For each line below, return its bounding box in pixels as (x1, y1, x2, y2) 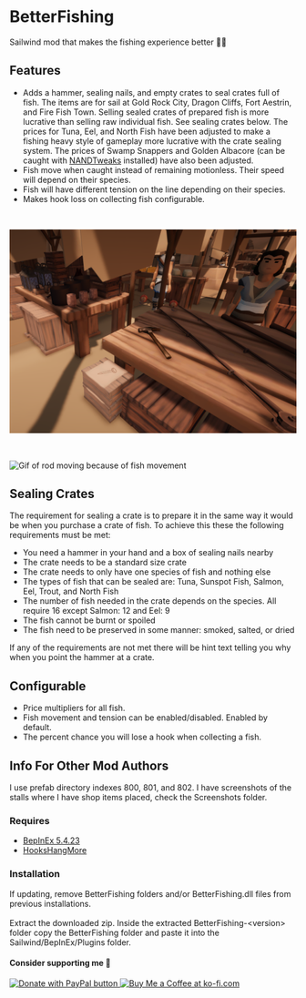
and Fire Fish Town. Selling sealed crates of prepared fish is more (22, 107, 270, 117)
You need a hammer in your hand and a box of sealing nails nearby (22, 547, 274, 558)
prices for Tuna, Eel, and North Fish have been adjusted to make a (22, 126, 271, 137)
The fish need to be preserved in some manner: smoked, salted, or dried (22, 625, 295, 636)
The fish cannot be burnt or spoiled (22, 615, 157, 626)
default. (22, 722, 52, 733)
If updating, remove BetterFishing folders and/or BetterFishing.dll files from (9, 888, 291, 899)
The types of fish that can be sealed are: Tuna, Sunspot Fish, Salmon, (22, 576, 284, 587)
